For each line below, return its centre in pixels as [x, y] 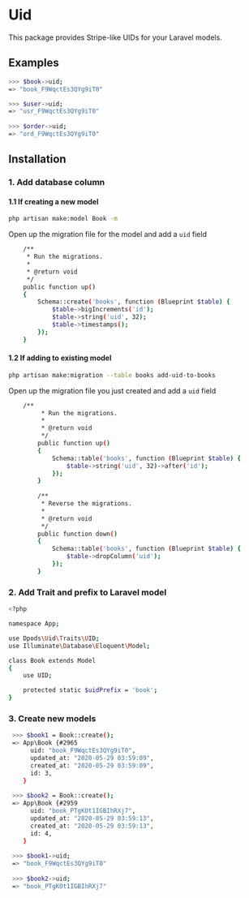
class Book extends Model [52, 660]
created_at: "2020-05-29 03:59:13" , [92, 826]
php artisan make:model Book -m [63, 219]
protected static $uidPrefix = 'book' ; [90, 690]
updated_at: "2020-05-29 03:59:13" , [92, 818]
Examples [34, 63]
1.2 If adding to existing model [60, 358]
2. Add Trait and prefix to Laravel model [88, 592]
